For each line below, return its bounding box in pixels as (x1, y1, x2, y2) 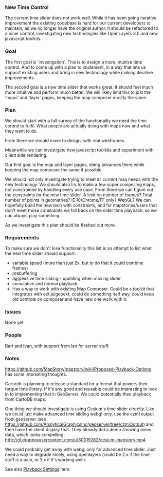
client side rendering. (5, 152, 48, 158)
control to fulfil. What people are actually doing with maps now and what (5, 123, 150, 128)
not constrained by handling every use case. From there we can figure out (5, 187, 154, 192)
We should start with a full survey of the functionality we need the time (5, 118, 147, 124)
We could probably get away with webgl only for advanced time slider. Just (5, 446, 156, 453)
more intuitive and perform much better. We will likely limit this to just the (5, 89, 151, 95)
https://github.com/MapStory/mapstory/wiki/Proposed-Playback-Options (5, 366, 152, 372)
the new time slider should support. (5, 250, 76, 256)
